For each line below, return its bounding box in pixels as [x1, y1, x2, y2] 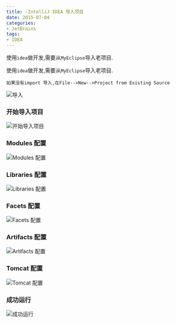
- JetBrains [6, 25, 36, 32]
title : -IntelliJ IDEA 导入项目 [6, 8, 84, 15]
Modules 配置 [6, 139, 46, 147]
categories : [6, 20, 36, 26]
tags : [6, 31, 20, 37]
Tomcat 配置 [6, 264, 43, 272]
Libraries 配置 [6, 170, 47, 179]
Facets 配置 [6, 201, 40, 210]
